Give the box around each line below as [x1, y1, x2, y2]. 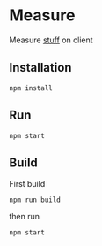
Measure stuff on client [9, 35, 94, 45]
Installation [9, 60, 72, 75]
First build [9, 179, 46, 189]
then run [9, 211, 40, 222]
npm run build [9, 196, 62, 204]
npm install [9, 83, 53, 93]
